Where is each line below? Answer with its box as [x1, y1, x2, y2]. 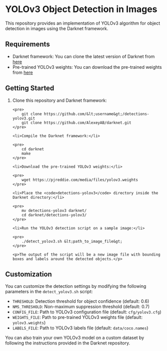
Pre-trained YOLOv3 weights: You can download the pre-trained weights [12, 64, 162, 70]
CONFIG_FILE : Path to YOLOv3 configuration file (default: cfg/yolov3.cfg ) [12, 309, 161, 315]
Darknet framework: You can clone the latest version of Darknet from [12, 53, 155, 59]
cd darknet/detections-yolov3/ [21, 212, 87, 217]
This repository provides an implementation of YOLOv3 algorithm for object [5, 20, 160, 26]
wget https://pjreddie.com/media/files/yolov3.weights [21, 177, 138, 182]
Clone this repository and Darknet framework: [12, 97, 107, 103]
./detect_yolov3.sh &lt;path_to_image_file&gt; [21, 239, 122, 244]
